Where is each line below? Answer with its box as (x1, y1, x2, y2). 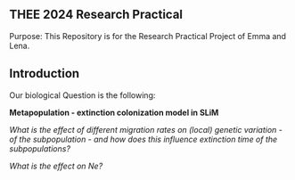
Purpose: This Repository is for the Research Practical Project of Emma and (9, 30, 287, 41)
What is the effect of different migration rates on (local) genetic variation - (9, 124, 283, 135)
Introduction (9, 66, 80, 81)
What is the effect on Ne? (9, 160, 103, 171)
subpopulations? (9, 143, 71, 154)
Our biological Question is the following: (9, 89, 156, 101)
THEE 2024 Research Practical (9, 7, 184, 22)
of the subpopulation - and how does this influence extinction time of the (9, 134, 278, 144)
